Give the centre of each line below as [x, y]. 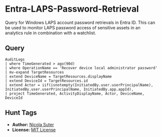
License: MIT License [34, 130]
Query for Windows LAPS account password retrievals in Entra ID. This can [80, 22]
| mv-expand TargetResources [35, 72]
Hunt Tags [21, 113]
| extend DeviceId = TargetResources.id [47, 81]
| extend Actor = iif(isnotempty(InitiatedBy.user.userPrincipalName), [79, 85]
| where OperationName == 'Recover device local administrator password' [81, 68]
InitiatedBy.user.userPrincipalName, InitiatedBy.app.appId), [69, 89]
